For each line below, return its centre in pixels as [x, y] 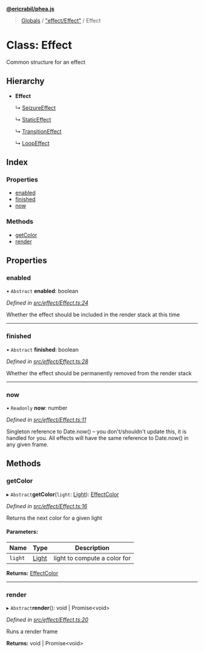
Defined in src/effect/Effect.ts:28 [47, 361]
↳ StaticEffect [33, 119]
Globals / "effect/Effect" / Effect [61, 20]
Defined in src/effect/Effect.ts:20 [47, 620]
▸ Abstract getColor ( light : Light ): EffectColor [63, 494]
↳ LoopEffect [32, 143]
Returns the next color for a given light [54, 518]
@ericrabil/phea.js [30, 9]
